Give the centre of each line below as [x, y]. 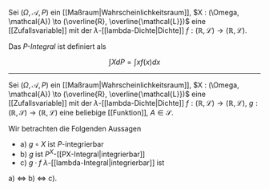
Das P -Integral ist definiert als [57, 46]
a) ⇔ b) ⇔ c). [33, 178]
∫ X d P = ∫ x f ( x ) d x [134, 62]
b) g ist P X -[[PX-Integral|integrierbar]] [82, 154]
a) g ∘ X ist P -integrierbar [62, 144]
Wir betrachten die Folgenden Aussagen [75, 129]
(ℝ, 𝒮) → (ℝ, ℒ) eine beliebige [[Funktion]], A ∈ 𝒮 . [91, 113]
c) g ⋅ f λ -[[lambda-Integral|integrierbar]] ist [92, 162]
